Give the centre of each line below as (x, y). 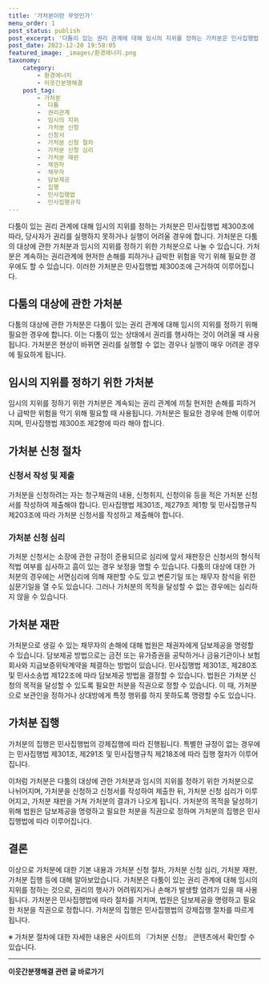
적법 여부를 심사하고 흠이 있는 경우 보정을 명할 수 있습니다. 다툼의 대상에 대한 (128, 567)
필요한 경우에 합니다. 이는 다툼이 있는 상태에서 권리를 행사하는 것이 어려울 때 (127, 334)
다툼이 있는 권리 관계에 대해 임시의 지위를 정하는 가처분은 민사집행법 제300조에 (131, 226)
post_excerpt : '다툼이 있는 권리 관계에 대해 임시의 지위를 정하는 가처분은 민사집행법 (134, 38)
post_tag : (39, 90)
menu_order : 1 (32, 23)
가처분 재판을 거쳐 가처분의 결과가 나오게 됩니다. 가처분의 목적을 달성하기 (145, 801)
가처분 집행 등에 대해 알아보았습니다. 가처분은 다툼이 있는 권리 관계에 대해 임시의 (133, 880)
